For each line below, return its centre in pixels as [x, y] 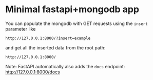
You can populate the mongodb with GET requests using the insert [76, 23]
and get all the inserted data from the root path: [55, 47]
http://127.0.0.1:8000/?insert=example [48, 38]
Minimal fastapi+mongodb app [72, 9]
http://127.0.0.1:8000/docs [33, 72]
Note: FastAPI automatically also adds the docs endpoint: [65, 66]
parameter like [21, 29]
